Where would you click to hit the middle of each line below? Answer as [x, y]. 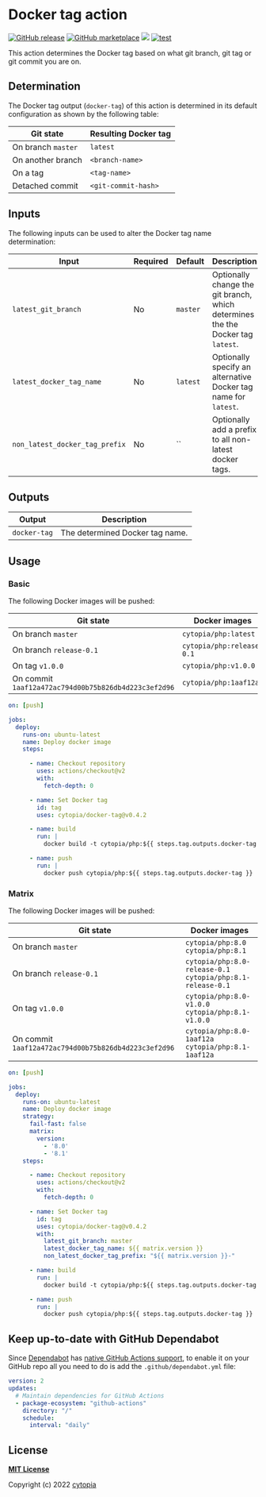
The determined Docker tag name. [124, 533]
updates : [23, 1389]
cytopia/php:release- [222, 646]
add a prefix [234, 429]
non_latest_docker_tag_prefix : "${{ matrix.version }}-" [139, 1256]
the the [225, 324]
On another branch [47, 160]
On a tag [28, 172]
